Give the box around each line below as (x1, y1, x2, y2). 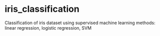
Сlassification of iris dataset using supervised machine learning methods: (4, 20, 156, 26)
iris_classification (4, 3, 80, 15)
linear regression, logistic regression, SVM (4, 25, 92, 31)
